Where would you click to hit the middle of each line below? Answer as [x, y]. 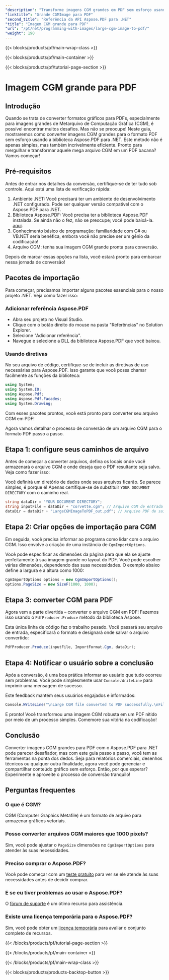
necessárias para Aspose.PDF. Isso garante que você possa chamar [76, 370]
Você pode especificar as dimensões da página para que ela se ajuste [78, 554]
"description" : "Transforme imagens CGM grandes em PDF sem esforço [78, 10]
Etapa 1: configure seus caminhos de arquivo [77, 449]
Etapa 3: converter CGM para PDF [59, 600]
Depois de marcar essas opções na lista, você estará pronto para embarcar [83, 256]
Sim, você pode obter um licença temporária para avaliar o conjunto [75, 928]
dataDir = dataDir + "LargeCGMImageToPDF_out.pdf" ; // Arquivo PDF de [81, 511]
